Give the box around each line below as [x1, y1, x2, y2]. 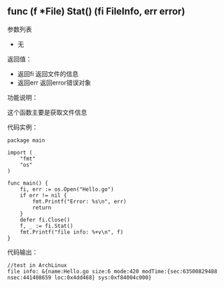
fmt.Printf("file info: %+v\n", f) [20, 229, 124, 236]
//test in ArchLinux [7, 261, 68, 268]
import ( [7, 149, 33, 156]
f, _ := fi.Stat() [20, 222, 73, 229]
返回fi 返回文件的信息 [17, 69, 79, 78]
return [32, 204, 52, 211]
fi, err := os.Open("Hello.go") [20, 185, 114, 193]
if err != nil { [20, 192, 68, 199]
